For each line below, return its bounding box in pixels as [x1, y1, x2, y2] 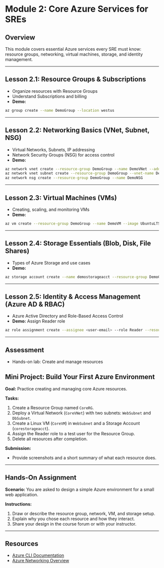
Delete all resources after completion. [12, 436, 88, 442]
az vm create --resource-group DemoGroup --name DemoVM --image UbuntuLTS [5, 221, 161, 226]
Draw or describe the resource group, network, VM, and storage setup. [12, 510, 155, 516]
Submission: [5, 445, 31, 451]
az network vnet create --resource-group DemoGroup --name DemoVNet [5, 166, 147, 171]
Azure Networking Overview [12, 558, 69, 564]
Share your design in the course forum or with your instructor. [12, 521, 137, 527]
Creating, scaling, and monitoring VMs [12, 206, 90, 212]
